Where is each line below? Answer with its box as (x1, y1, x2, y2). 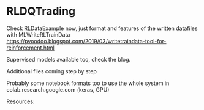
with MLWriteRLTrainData (6, 31, 70, 38)
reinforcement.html (6, 44, 55, 51)
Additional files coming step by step (6, 67, 97, 75)
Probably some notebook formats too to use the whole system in (6, 79, 170, 87)
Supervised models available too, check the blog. (6, 56, 131, 63)
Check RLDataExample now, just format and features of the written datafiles (6, 24, 198, 32)
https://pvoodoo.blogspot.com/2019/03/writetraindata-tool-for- (6, 37, 167, 45)
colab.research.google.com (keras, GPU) (6, 86, 110, 93)
